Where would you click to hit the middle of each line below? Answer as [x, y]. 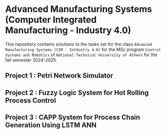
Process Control [30, 100]
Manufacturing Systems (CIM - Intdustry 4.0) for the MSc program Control [83, 49]
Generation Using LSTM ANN [51, 125]
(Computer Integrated [51, 20]
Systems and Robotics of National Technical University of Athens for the [81, 55]
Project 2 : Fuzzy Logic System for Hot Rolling [77, 92]
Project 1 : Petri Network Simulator [59, 76]
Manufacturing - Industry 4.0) [68, 30]
